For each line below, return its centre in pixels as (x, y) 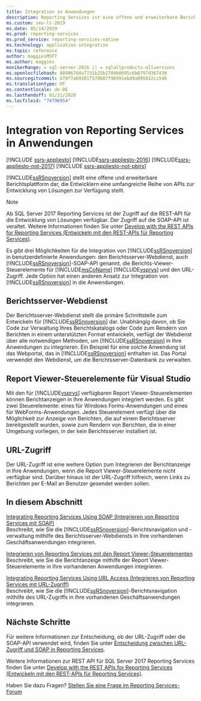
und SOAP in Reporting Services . (65, 649)
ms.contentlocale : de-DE (37, 90)
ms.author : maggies (31, 62)
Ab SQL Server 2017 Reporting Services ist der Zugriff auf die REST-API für (99, 214)
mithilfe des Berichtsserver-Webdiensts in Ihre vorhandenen (109, 535)
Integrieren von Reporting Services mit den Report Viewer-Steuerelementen (100, 553)
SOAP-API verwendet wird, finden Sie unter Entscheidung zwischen (90, 643)
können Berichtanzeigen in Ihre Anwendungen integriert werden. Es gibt (95, 400)
